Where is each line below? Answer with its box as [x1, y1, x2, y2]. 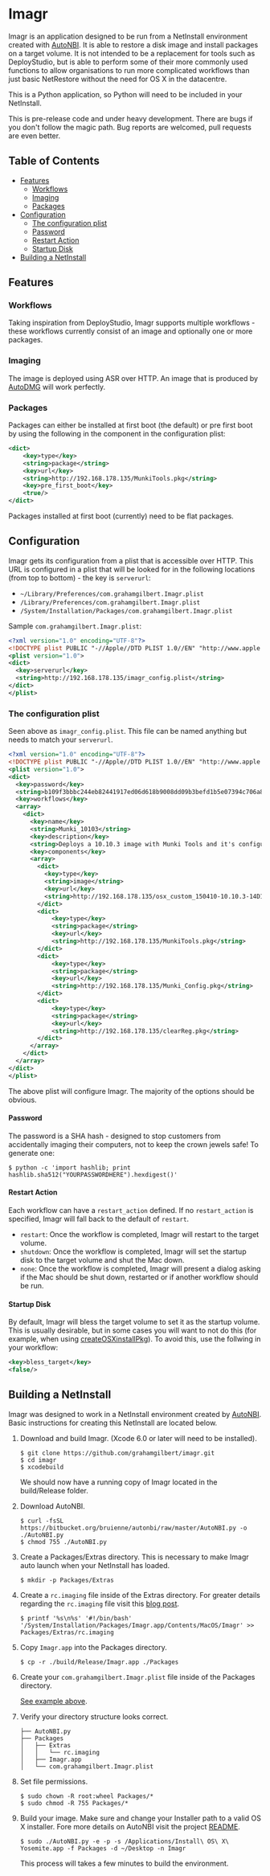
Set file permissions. [19, 1776, 88, 1786]
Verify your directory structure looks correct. [19, 1711, 169, 1721]
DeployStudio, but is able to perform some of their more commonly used [8, 57, 248, 67]
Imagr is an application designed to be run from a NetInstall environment [8, 31, 248, 41]
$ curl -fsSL [19, 1517, 64, 1525]
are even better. [8, 130, 61, 141]
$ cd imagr [19, 1456, 57, 1464]
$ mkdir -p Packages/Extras [19, 1576, 114, 1584]
